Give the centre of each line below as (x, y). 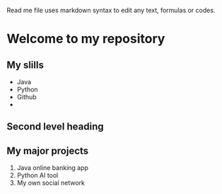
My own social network (51, 183)
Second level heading (55, 127)
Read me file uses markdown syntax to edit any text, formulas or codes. (111, 10)
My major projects (48, 150)
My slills (25, 65)
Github (27, 97)
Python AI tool (37, 176)
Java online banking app (53, 168)
